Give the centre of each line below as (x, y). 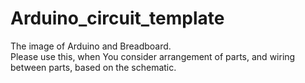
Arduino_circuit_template (117, 18)
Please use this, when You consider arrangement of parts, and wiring (153, 56)
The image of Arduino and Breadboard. (91, 46)
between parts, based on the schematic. (93, 67)
